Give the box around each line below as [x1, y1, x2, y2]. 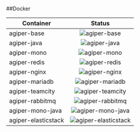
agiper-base [9, 29, 44, 37]
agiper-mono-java [9, 106, 62, 115]
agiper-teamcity [9, 87, 55, 95]
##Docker [6, 5, 31, 12]
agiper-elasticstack [9, 116, 64, 124]
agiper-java [9, 39, 43, 47]
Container [22, 19, 52, 27]
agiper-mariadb [9, 77, 54, 86]
